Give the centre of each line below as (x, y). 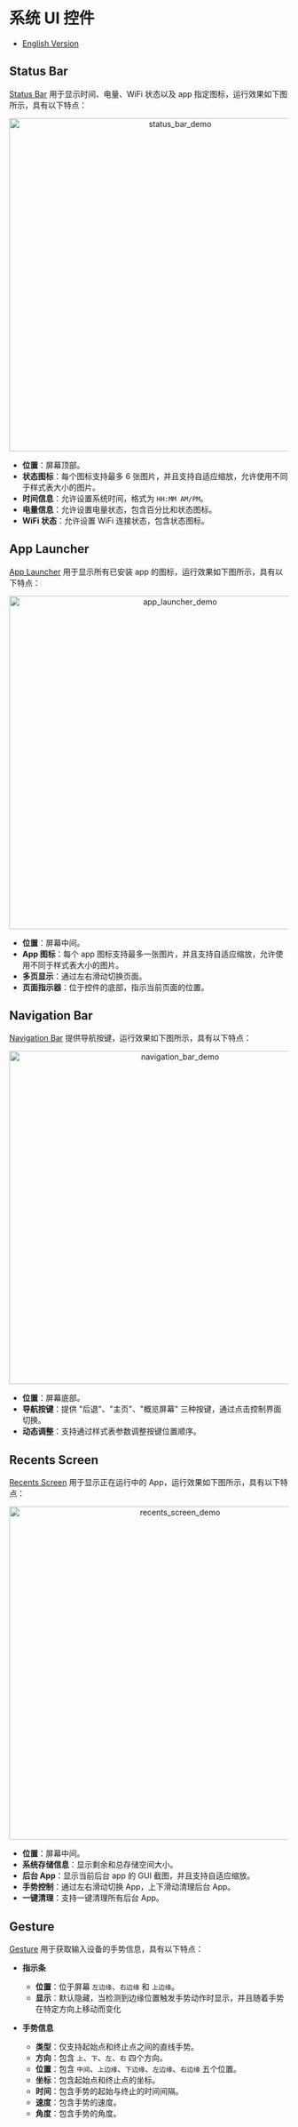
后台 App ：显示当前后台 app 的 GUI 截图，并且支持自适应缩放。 (138, 1875)
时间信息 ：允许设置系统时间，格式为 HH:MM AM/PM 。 (115, 498)
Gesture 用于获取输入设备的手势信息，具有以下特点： (106, 1949)
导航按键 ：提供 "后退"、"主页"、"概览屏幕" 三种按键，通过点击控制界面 (152, 1409)
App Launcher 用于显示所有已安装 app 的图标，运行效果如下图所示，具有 (142, 572)
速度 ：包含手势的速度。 (78, 2102)
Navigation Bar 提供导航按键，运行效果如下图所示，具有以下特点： (130, 1038)
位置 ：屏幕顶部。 (53, 465)
